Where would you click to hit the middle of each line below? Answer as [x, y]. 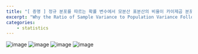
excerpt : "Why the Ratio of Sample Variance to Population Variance [92, 17]
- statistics [33, 28]
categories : [21, 22]
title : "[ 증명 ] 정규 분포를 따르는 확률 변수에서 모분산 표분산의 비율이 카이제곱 [94, 11]
